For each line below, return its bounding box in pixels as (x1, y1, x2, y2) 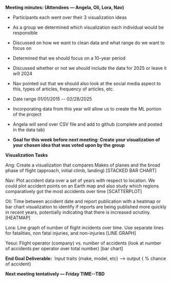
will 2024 (12, 70, 33, 77)
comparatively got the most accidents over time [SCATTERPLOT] (5, 189, 142, 194)
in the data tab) (12, 127, 45, 133)
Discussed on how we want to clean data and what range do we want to (12, 40, 165, 46)
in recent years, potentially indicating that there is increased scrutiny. (5, 209, 151, 215)
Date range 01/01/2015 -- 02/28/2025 (12, 96, 92, 102)
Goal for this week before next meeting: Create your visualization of (12, 137, 160, 143)
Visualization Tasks (5, 152, 48, 158)
